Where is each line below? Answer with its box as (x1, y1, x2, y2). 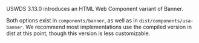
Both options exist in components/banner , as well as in (6, 17, 138, 24)
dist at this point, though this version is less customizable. (6, 30, 151, 37)
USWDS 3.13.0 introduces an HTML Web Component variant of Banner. (6, 5, 183, 12)
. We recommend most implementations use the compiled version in (22, 24, 192, 30)
